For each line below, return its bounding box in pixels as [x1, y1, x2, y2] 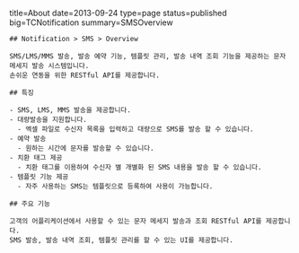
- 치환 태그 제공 [9, 153, 63, 162]
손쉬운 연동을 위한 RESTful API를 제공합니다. [9, 71, 160, 80]
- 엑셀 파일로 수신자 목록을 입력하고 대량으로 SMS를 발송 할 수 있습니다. [17, 125, 254, 134]
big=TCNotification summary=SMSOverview [9, 17, 173, 28]
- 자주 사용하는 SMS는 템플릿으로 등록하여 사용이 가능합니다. [17, 182, 214, 191]
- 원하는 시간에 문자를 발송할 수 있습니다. [17, 144, 154, 153]
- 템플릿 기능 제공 [9, 172, 69, 181]
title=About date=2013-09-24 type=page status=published [9, 8, 227, 18]
